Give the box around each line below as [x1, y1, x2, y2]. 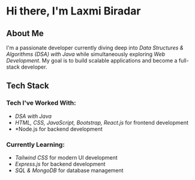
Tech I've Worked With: [6, 99, 76, 107]
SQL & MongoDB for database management [14, 167, 124, 174]
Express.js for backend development [14, 160, 106, 167]
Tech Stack [6, 81, 49, 91]
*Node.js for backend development [14, 125, 103, 132]
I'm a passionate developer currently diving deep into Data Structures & [6, 44, 184, 51]
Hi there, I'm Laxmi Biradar [6, 4, 141, 18]
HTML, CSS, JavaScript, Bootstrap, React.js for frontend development [14, 119, 189, 126]
